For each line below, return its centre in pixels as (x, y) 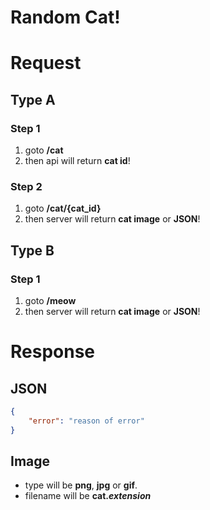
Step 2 (26, 186)
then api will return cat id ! (77, 161)
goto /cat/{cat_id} (63, 208)
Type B (32, 250)
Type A (33, 99)
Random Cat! (65, 17)
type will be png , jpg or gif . (81, 485)
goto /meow (50, 301)
